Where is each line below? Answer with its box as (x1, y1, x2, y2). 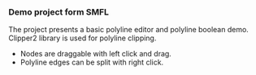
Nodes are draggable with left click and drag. (20, 49, 172, 59)
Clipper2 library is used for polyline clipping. (8, 33, 157, 43)
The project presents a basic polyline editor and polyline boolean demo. (8, 25, 249, 35)
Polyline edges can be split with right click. (20, 57, 164, 67)
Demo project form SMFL (8, 6, 110, 18)
